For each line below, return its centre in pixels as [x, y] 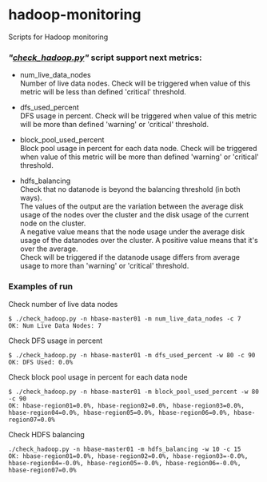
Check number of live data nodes [63, 304]
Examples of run [41, 287]
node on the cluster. [53, 223]
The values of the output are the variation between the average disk [132, 206]
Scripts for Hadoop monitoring [58, 37]
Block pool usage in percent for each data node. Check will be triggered [138, 149]
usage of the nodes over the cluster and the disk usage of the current [134, 215]
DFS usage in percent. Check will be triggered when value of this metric [138, 116]
